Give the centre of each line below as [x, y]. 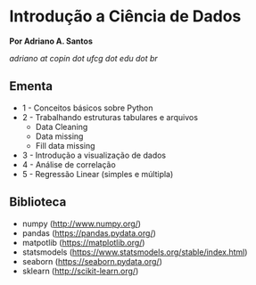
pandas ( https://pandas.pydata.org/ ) [89, 232]
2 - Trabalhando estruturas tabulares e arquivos [110, 117]
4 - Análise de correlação [69, 164]
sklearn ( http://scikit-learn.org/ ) [80, 271]
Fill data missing [65, 145]
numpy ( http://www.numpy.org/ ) [81, 224]
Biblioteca [38, 202]
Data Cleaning [62, 126]
